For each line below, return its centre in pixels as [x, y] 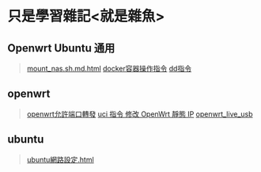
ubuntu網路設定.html [60, 159]
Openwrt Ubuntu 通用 [61, 48]
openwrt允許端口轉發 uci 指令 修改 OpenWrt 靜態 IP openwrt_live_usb [140, 114]
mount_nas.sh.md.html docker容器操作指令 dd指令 [109, 69]
